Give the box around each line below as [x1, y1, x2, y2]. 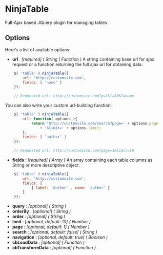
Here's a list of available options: [5, 46, 71, 52]
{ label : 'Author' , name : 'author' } [31, 185, 110, 190]
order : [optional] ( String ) [12, 213, 66, 219]
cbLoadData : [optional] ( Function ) [12, 239, 85, 245]
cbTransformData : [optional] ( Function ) [12, 245, 96, 251]
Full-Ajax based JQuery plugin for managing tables [5, 20, 107, 25]
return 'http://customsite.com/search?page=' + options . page [31, 121, 159, 126]
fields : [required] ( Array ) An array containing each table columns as [12, 157, 153, 163]
